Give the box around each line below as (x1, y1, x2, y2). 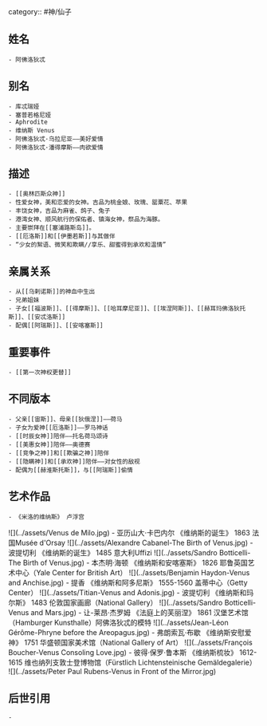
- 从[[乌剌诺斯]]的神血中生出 (8, 288, 96, 296)
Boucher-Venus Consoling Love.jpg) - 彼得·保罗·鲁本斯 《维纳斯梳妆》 (8, 647, 238, 657)
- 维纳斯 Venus (8, 126, 55, 134)
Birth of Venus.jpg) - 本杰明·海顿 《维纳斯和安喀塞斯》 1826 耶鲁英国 (22, 558, 249, 567)
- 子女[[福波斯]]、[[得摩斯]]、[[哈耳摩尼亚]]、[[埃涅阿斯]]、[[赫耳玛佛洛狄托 (8, 305, 246, 313)
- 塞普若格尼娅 (8, 111, 52, 119)
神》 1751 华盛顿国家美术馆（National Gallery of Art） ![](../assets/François (8, 637, 253, 647)
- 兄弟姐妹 (8, 296, 40, 305)
